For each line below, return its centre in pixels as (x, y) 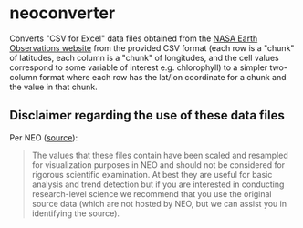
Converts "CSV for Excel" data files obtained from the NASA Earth (134, 38)
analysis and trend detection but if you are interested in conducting (158, 184)
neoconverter (63, 13)
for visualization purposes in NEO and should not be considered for (158, 165)
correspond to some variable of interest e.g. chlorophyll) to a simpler (139, 67)
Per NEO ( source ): (44, 137)
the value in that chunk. (53, 87)
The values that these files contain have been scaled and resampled (160, 155)
